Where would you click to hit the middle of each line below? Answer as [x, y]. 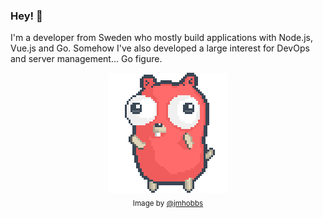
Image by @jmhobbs [168, 204]
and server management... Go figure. [86, 59]
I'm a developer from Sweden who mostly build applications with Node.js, [162, 38]
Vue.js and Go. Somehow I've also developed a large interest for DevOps [160, 48]
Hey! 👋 [26, 16]
